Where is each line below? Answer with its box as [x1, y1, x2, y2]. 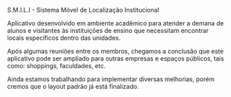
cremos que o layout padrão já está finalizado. [7, 83, 140, 90]
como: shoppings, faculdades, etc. [7, 62, 106, 69]
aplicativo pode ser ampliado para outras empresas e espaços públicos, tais [7, 54, 225, 63]
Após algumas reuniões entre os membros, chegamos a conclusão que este [7, 47, 224, 55]
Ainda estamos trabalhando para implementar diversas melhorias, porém [7, 75, 215, 83]
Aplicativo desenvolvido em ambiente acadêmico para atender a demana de [7, 19, 224, 27]
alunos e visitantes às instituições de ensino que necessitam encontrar [7, 27, 209, 34]
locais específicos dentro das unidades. [7, 34, 121, 42]
